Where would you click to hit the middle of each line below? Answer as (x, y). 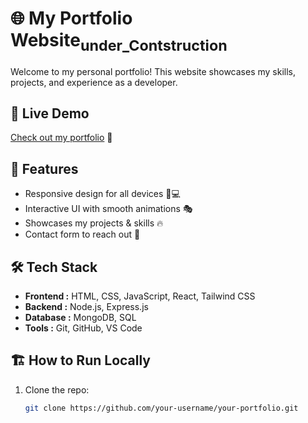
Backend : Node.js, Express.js (86, 306)
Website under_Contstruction (119, 42)
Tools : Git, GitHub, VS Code (83, 328)
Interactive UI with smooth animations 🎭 (108, 209)
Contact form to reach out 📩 (82, 234)
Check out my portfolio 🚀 (61, 138)
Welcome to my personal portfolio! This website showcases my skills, (153, 71)
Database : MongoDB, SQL (80, 317)
